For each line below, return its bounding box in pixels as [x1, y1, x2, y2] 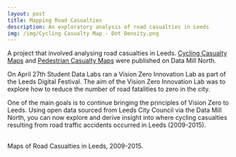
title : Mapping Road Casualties [7, 17, 102, 24]
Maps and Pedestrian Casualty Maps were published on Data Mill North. [7, 57, 217, 65]
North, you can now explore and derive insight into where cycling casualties [7, 114, 228, 122]
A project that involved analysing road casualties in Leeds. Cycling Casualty [7, 49, 228, 57]
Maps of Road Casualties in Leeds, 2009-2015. [7, 142, 143, 151]
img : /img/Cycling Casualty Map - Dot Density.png [7, 29, 159, 37]
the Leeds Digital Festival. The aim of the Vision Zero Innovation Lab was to [7, 78, 226, 86]
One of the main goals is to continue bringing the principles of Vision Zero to [7, 99, 229, 107]
